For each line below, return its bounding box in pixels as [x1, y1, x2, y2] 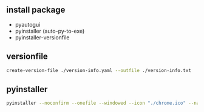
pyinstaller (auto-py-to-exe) [15, 27, 85, 35]
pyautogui [15, 21, 41, 28]
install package [6, 5, 66, 15]
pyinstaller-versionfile [15, 33, 70, 41]
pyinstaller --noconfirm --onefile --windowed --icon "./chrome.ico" [6, 100, 186, 107]
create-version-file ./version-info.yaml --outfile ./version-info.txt [6, 67, 191, 73]
